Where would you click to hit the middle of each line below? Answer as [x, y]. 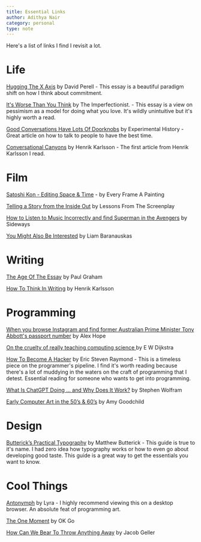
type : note [20, 29]
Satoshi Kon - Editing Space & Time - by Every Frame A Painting [85, 195]
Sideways [18, 224]
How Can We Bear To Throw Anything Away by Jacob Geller [81, 532]
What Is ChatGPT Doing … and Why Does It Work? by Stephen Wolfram [94, 390]
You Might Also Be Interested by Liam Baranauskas [69, 236]
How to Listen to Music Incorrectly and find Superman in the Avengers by [97, 218]
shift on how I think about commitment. [55, 93]
